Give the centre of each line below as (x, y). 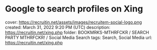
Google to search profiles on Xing (74, 9)
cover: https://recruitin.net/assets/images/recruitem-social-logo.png (74, 22)
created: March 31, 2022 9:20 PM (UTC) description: (58, 27)
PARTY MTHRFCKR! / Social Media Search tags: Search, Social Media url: (78, 37)
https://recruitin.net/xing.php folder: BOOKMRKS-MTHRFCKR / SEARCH (77, 32)
